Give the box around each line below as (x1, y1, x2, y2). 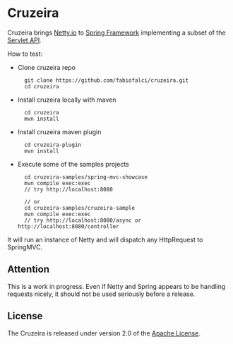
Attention (7, 263, 49, 275)
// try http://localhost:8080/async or (24, 217, 141, 224)
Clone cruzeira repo (17, 63, 76, 71)
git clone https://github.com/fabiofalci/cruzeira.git (24, 76, 189, 84)
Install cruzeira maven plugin (17, 127, 102, 136)
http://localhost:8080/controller (17, 223, 119, 230)
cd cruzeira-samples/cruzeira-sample (24, 204, 136, 211)
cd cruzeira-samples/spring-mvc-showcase (24, 173, 148, 181)
